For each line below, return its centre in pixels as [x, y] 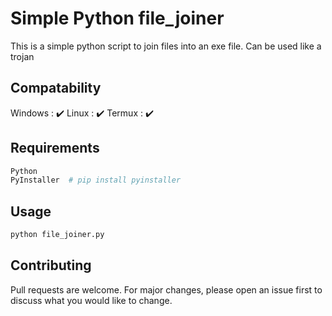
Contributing [51, 265]
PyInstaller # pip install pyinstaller [96, 180]
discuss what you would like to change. [91, 300]
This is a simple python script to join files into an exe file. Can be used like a [166, 46]
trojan [22, 56]
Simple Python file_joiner [117, 18]
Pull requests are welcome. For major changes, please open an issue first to [166, 289]
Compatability [56, 88]
